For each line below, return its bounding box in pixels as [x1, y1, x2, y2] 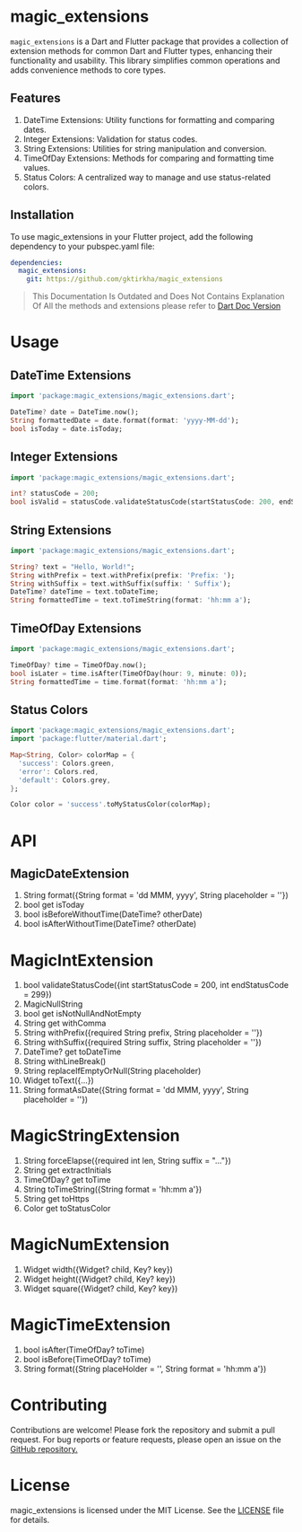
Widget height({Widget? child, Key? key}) [22, 1273, 176, 1285]
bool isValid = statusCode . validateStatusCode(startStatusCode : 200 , [10, 497, 276, 506]
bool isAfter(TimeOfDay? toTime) [22, 1344, 145, 1355]
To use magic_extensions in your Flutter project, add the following [10, 231, 254, 242]
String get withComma [22, 1017, 107, 1029]
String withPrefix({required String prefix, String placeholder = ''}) [22, 1027, 263, 1038]
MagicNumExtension [10, 1235, 170, 1255]
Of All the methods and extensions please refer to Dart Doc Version [31, 301, 281, 312]
